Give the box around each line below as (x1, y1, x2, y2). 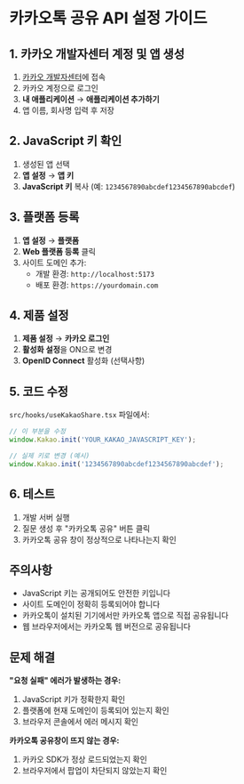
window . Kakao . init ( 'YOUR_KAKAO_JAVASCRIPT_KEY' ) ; (9, 435, 197, 445)
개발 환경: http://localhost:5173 (35, 268, 155, 279)
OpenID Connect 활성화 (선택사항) (21, 355, 146, 366)
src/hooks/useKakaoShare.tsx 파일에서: (9, 409, 150, 420)
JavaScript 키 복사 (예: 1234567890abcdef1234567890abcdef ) (21, 181, 236, 191)
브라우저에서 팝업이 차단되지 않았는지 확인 (21, 765, 168, 776)
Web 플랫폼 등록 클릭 (21, 246, 96, 256)
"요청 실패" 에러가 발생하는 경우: (9, 675, 122, 686)
